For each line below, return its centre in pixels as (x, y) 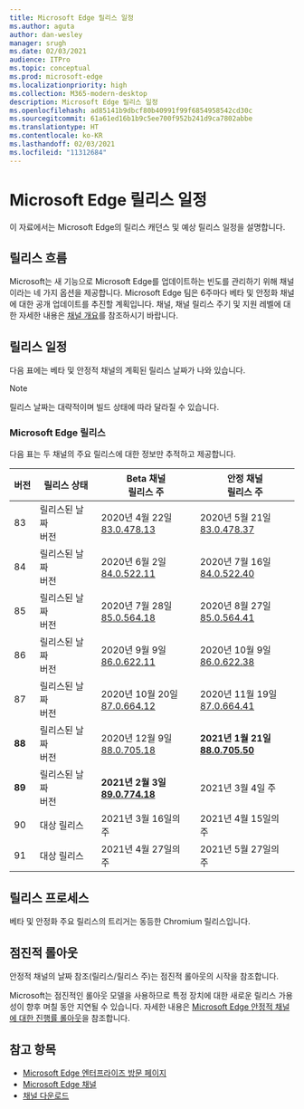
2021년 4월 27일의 (141, 849)
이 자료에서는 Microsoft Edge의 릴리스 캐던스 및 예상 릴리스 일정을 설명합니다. (147, 226)
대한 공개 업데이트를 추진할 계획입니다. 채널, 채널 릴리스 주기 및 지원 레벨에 (150, 304)
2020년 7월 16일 (235, 562)
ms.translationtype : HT (54, 128)
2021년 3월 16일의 (141, 818)
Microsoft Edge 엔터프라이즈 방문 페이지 (95, 1073)
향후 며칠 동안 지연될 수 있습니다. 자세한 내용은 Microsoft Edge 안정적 (149, 1007)
